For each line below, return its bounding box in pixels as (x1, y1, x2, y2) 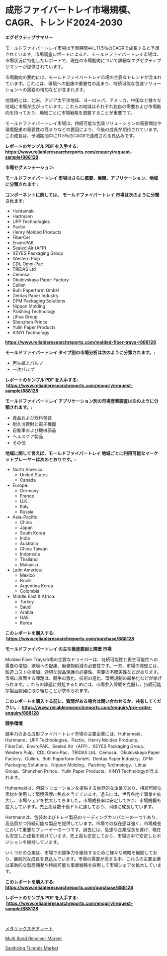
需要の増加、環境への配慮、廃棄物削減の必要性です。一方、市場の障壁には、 (5, 662, 162, 668)
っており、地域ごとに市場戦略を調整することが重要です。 (18, 109, 135, 115)
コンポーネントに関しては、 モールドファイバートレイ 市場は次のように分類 (5, 192, 160, 198)
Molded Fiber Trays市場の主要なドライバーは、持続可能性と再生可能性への (5, 656, 158, 662)
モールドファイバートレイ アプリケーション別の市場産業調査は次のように (5, 398, 154, 404)
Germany (19, 487, 39, 493)
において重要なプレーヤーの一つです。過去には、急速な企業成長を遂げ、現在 (5, 827, 162, 833)
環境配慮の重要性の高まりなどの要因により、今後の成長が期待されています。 (5, 126, 162, 132)
